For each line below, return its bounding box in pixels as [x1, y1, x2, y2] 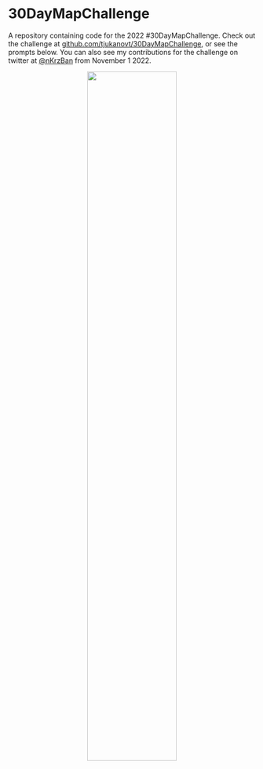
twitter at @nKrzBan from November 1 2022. [8, 56, 152, 65]
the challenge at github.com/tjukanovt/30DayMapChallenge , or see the [8, 38, 238, 48]
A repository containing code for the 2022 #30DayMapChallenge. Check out [8, 31, 256, 40]
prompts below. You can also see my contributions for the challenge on [8, 47, 238, 57]
